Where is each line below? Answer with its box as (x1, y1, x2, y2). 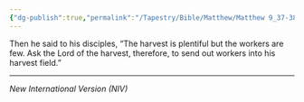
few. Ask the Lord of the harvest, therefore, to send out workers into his (9, 47, 276, 59)
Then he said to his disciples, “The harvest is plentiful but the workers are (9, 38, 284, 49)
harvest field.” (9, 57, 62, 68)
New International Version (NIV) (9, 83, 128, 94)
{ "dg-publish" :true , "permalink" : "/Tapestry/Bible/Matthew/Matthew (9, 13, 265, 23)
